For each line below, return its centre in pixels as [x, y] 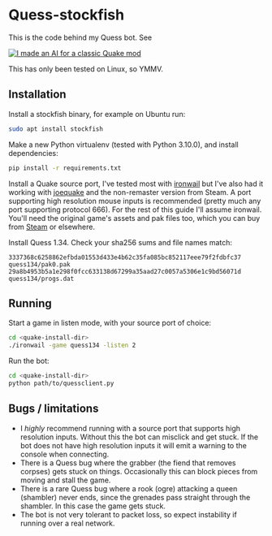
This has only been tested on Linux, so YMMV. [86, 69]
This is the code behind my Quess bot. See [80, 37]
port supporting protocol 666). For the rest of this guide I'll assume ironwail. [135, 210]
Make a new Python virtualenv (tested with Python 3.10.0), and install [123, 145]
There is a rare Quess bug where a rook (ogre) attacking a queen [129, 488]
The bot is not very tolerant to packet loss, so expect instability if [128, 514]
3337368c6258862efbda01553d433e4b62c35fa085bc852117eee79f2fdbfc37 [125, 257]
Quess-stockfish [66, 15]
